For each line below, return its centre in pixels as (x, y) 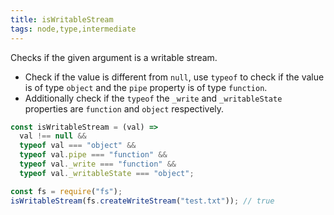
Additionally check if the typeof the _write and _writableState (153, 98)
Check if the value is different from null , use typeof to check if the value (174, 77)
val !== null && (53, 136)
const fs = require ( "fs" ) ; (66, 191)
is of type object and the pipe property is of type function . (146, 87)
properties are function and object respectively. (124, 108)
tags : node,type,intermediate (73, 29)
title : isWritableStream (62, 19)
